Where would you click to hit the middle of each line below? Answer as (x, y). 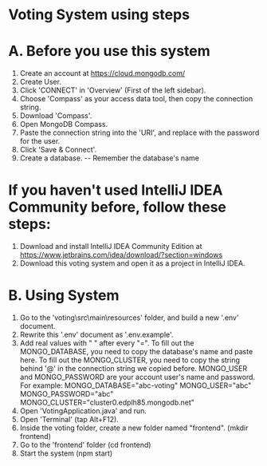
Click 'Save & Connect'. (58, 150)
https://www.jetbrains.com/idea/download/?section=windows (121, 255)
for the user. (40, 141)
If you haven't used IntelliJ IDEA (116, 190)
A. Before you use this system (110, 51)
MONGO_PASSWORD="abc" (67, 394)
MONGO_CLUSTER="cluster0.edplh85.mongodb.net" (107, 402)
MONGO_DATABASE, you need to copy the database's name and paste (136, 351)
